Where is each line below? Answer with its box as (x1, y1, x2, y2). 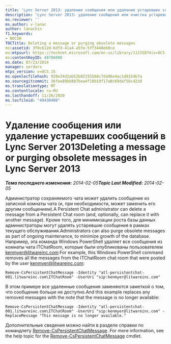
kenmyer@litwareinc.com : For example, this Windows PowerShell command (5, 250, 163, 256)
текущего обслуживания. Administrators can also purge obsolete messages (5, 228, 165, 234)
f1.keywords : (5, 31, 33, 36)
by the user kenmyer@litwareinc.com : (5, 260, 85, 266)
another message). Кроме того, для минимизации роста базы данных (5, 217, 156, 223)
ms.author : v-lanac (5, 21, 47, 27)
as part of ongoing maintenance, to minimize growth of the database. (5, 233, 150, 239)
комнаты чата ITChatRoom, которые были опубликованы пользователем (5, 244, 163, 250)
